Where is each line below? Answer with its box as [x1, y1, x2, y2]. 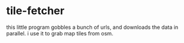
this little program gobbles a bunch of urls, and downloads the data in [6, 24, 179, 31]
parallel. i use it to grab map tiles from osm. [6, 29, 114, 37]
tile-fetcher [6, 4, 65, 18]
